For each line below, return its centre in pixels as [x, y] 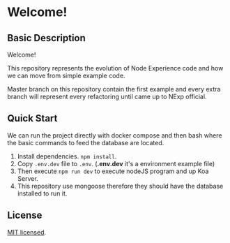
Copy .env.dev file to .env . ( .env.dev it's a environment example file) [116, 163]
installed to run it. [42, 193]
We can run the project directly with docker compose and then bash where [115, 135]
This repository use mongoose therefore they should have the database [120, 186]
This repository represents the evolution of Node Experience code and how [115, 68]
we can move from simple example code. [66, 75]
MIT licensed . [27, 232]
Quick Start [32, 118]
